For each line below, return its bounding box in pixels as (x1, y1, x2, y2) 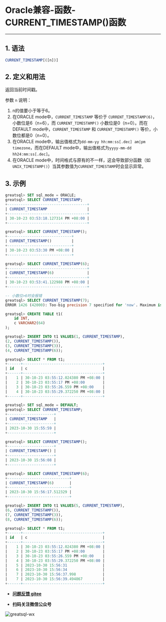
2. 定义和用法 (5, 73, 45, 81)
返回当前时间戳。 (5, 87, 40, 93)
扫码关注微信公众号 (12, 601, 52, 607)
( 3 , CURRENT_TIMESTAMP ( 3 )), (5, 343, 63, 348)
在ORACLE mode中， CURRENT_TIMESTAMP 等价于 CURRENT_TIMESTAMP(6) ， (12, 114, 157, 120)
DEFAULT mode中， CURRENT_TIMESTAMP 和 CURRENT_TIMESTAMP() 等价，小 (12, 126, 158, 132)
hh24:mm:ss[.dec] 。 (12, 151, 53, 157)
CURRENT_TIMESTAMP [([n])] (5, 57, 58, 62)
